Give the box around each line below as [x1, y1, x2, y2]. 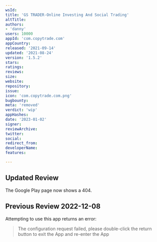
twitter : [5, 131, 24, 136]
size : [5, 74, 17, 79]
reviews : [5, 70, 24, 75]
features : [5, 150, 27, 156]
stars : [5, 60, 19, 65]
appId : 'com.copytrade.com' [5, 36, 65, 41]
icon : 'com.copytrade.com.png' [5, 93, 72, 98]
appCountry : [5, 41, 31, 46]
